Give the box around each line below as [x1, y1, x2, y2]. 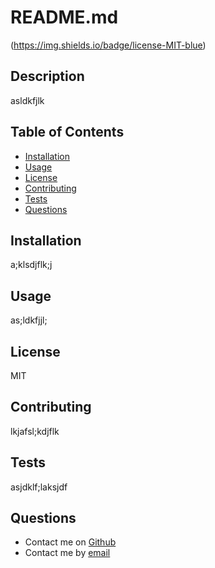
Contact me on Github [24, 536, 117, 548]
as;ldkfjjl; [10, 314, 48, 326]
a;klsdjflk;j [10, 259, 53, 271]
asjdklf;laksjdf [10, 481, 68, 493]
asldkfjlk [10, 94, 45, 106]
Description [10, 68, 85, 85]
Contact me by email [24, 547, 111, 559]
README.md [10, 6, 119, 29]
